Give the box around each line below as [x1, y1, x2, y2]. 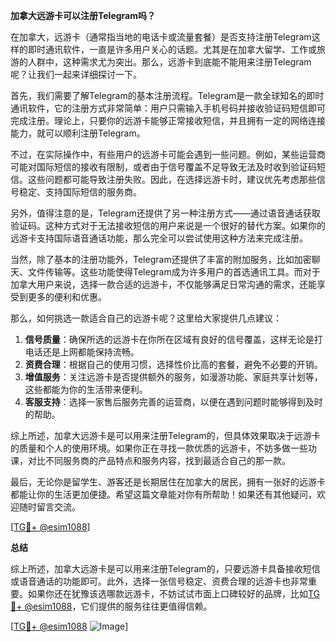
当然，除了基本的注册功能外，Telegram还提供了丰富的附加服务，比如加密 [10, 254, 312, 265]
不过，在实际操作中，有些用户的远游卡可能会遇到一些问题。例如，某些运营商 [10, 149, 326, 160]
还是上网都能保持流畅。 [42, 346, 140, 358]
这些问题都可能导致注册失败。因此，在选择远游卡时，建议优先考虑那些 [27, 174, 317, 185]
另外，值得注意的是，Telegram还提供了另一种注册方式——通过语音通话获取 [10, 207, 321, 219]
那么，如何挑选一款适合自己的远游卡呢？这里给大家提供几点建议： [10, 312, 282, 324]
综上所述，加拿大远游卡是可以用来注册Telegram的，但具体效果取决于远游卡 [10, 430, 321, 441]
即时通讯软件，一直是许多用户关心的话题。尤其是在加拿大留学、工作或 [27, 44, 317, 55]
